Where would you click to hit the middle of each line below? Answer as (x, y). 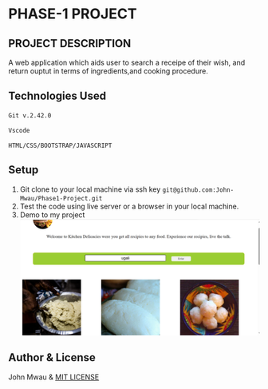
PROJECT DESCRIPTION (70, 44)
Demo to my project (52, 214)
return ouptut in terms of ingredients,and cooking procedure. (108, 71)
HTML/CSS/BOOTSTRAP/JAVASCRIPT (60, 145)
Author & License (52, 357)
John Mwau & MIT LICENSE (54, 377)
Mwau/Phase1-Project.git (61, 198)
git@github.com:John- (198, 190)
